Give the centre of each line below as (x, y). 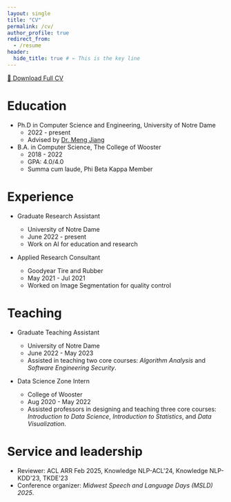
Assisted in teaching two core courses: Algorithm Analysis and (116, 360)
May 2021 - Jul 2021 (56, 278)
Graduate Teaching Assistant (58, 332)
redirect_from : (29, 39)
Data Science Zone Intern (53, 381)
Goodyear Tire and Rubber (65, 270)
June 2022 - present (57, 237)
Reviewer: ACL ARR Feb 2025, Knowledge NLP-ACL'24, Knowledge (112, 470)
